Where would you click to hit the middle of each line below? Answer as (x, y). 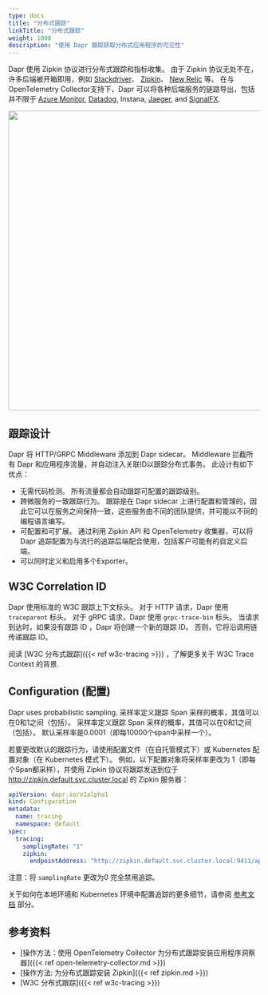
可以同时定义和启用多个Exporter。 (76, 561)
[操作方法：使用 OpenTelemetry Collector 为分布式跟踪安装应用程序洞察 (138, 953)
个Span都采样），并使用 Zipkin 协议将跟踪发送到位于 (93, 769)
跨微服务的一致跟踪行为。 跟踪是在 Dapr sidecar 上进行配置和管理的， (135, 501)
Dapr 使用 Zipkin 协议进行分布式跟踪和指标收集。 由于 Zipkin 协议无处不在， (133, 70)
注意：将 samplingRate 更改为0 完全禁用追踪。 (84, 878)
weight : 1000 (30, 38)
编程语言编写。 (44, 521)
